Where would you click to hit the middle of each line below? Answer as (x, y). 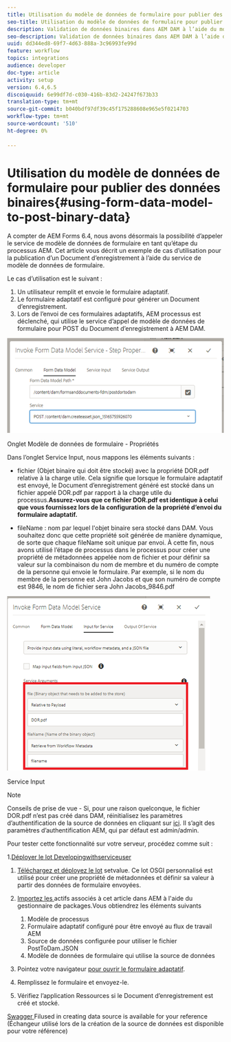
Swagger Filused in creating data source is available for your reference (108, 1017)
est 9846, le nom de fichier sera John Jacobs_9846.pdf (96, 586)
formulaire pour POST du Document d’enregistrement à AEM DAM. (111, 329)
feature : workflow (33, 51)
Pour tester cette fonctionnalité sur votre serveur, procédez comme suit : (110, 844)
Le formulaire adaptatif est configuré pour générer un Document (108, 299)
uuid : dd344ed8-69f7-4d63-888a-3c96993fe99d (72, 44)
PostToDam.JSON (53, 948)
